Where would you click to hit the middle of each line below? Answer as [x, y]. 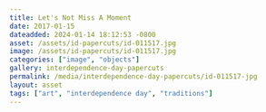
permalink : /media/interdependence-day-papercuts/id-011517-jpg [133, 77]
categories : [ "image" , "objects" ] [75, 60]
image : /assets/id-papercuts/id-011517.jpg [93, 51]
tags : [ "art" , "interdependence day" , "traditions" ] [111, 93]
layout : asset [36, 85]
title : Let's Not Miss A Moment [70, 18]
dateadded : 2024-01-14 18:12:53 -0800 [83, 34]
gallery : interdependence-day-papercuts [87, 69]
